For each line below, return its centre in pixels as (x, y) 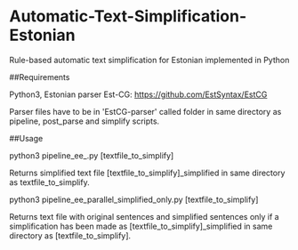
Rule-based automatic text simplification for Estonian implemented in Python (149, 60)
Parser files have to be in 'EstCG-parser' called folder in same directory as (145, 111)
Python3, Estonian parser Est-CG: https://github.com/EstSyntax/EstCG (138, 94)
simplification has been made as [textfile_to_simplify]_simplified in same (141, 226)
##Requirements (40, 77)
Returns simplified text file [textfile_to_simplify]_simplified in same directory (147, 173)
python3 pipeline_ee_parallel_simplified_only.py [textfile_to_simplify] (134, 199)
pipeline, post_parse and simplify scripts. (85, 121)
